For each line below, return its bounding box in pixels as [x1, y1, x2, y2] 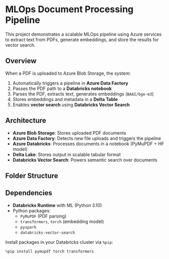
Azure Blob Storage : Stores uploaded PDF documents [12, 129, 126, 136]
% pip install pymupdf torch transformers [5, 249, 94, 254]
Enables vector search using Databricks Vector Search [12, 102, 130, 108]
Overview [5, 57, 37, 66]
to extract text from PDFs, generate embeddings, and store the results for [5, 37, 159, 43]
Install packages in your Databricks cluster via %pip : [5, 239, 113, 245]
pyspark [20, 224, 37, 230]
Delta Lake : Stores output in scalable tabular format [12, 151, 121, 157]
